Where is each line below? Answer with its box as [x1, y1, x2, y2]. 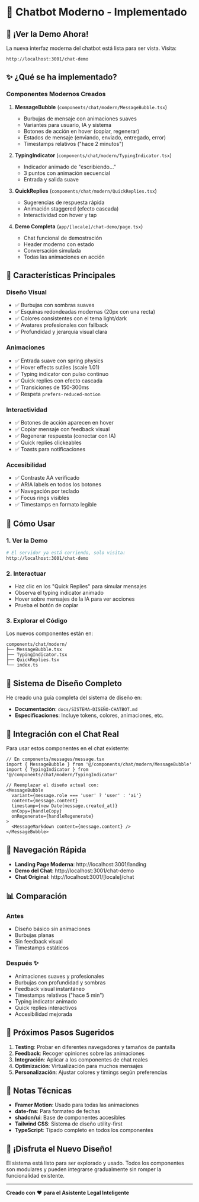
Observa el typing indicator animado [14, 589, 104, 596]
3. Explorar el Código [6, 616, 68, 624]
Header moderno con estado [23, 240, 95, 248]
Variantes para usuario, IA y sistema [23, 121, 111, 128]
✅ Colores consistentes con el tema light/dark [14, 315, 127, 322]
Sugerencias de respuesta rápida [23, 199, 105, 206]
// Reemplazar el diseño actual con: [6, 782, 99, 788]
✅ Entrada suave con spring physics [14, 357, 104, 364]
